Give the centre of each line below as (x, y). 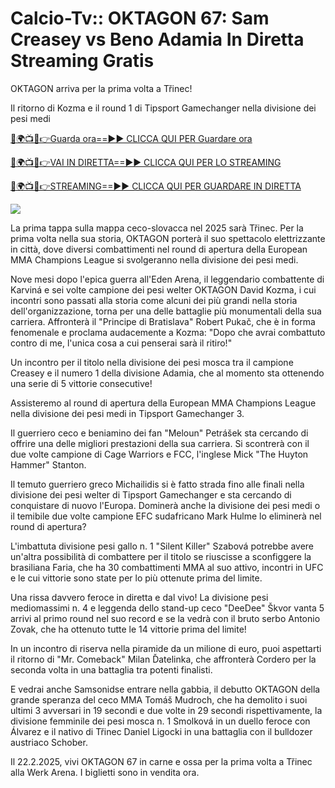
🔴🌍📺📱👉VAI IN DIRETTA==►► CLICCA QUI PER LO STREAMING (146, 162)
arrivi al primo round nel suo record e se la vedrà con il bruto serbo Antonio (165, 618)
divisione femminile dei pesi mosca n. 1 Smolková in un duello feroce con (160, 721)
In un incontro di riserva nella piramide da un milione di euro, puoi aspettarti (166, 648)
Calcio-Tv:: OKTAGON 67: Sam (140, 18)
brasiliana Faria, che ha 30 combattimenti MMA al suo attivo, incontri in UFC (167, 567)
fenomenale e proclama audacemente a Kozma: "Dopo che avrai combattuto (168, 332)
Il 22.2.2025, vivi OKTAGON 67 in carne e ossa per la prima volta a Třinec (161, 761)
